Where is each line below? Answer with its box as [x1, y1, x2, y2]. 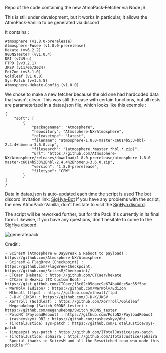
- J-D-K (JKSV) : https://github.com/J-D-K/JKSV [5, 295, 108, 300]
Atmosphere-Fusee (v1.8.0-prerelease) [5, 43, 86, 48]
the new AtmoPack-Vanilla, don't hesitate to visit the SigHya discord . [5, 202, 146, 207]
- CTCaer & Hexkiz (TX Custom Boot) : [5, 277, 86, 282]
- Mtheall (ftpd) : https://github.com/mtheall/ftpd [5, 290, 117, 295]
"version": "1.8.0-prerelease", [31, 164, 99, 169]
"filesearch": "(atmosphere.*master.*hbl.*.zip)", [31, 147, 140, 152]
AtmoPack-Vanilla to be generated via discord [5, 20, 99, 25]
